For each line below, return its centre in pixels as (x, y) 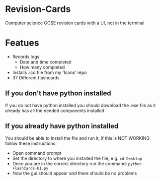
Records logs (26, 57)
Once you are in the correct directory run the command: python (77, 163)
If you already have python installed (62, 126)
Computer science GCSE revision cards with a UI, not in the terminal (75, 23)
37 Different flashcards (36, 77)
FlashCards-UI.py (30, 168)
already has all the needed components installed (55, 111)
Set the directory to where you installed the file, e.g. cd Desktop (77, 158)
